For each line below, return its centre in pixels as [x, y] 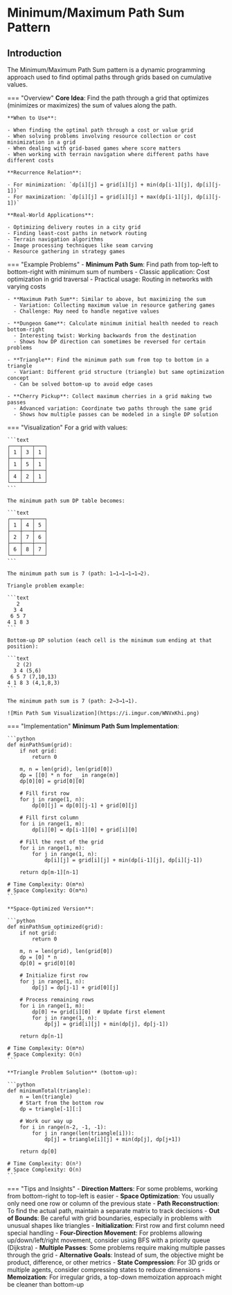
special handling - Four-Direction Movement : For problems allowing [105, 1233]
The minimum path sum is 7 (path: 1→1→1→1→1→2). [79, 574]
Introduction [35, 53]
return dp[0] [38, 1151]
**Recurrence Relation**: [44, 173]
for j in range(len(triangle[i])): [83, 1133]
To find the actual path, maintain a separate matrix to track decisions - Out [114, 1211]
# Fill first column [49, 818]
